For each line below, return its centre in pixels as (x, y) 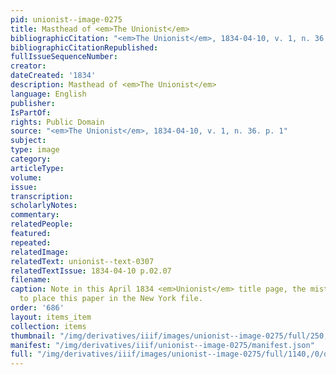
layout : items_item (51, 317)
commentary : (35, 215)
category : (31, 159)
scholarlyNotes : (44, 206)
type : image (35, 150)
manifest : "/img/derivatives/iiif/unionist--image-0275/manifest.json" (162, 345)
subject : (28, 141)
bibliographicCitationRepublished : (84, 47)
